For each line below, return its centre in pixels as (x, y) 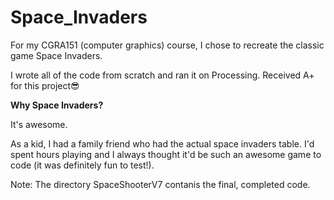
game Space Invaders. (56, 55)
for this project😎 (45, 85)
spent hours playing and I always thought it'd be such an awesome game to (166, 154)
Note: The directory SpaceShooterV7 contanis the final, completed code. (160, 184)
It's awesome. (39, 124)
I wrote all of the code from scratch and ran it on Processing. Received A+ (162, 75)
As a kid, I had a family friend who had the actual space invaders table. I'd (162, 143)
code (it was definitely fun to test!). (82, 165)
